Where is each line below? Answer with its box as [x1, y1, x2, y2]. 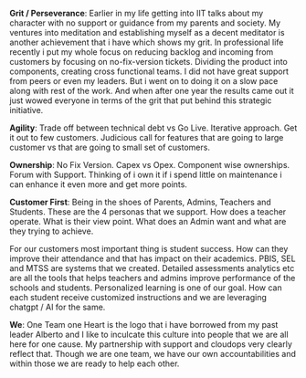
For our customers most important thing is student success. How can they [9, 244, 289, 254]
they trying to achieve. [9, 226, 94, 236]
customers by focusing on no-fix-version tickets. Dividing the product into [9, 57, 288, 67]
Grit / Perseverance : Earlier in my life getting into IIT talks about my [9, 8, 264, 18]
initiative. [9, 105, 44, 115]
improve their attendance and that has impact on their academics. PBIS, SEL [9, 253, 296, 264]
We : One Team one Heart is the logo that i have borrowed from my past [9, 320, 279, 330]
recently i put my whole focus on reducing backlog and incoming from [9, 47, 274, 58]
